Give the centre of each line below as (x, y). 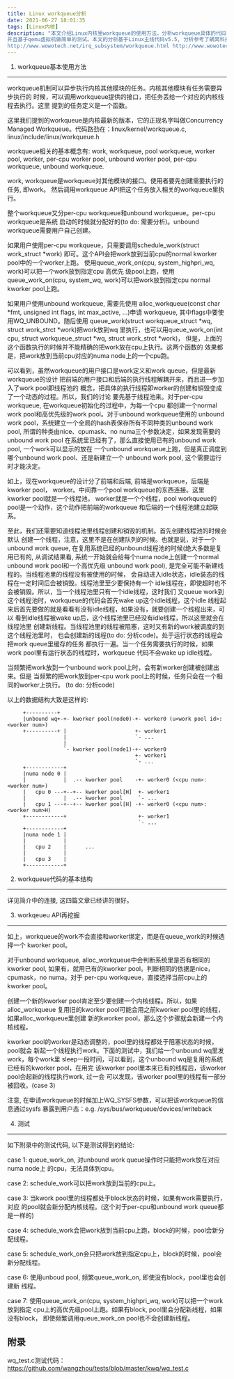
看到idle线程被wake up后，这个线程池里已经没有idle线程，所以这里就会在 (120, 618)
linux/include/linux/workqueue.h (53, 137)
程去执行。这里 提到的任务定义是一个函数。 (69, 106)
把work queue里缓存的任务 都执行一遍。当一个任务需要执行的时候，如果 (111, 644)
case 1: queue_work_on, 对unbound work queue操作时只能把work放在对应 (114, 1160)
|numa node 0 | (45, 774)
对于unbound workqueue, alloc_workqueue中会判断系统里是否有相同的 (109, 960)
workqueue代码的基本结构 (55, 879)
